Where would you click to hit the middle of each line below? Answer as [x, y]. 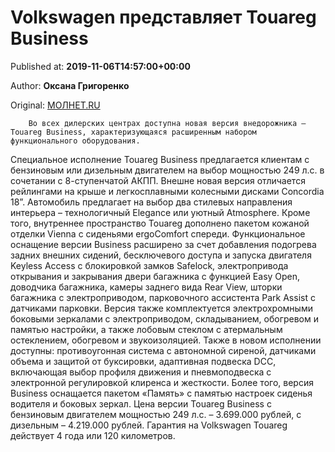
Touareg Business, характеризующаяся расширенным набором [133, 132]
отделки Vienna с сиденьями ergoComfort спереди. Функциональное [158, 233]
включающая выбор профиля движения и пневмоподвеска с [141, 372]
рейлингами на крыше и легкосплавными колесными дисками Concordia [167, 191]
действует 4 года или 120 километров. [93, 435]
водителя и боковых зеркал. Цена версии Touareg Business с [141, 403]
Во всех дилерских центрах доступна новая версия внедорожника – [167, 123]
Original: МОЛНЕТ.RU [55, 105]
